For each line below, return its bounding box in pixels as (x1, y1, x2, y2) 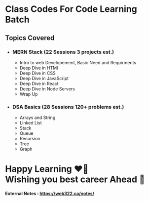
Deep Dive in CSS (19, 70, 56, 76)
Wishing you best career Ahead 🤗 (5, 174, 145, 185)
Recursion (19, 136, 40, 142)
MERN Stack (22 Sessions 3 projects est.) (12, 48, 114, 55)
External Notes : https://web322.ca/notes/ (5, 190, 95, 196)
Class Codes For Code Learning (5, 3, 137, 15)
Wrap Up (19, 91, 38, 97)
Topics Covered (5, 34, 55, 42)
